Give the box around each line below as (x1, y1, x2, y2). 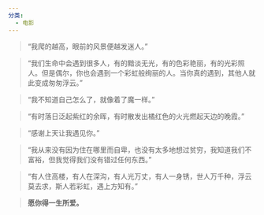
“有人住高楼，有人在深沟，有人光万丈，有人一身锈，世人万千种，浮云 (27, 171, 252, 181)
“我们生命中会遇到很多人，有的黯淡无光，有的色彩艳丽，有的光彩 (27, 58, 238, 68)
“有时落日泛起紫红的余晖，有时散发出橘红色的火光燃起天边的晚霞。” (27, 111, 245, 120)
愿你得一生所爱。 (27, 198, 84, 207)
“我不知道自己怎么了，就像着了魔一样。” (27, 95, 155, 104)
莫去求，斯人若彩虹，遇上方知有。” (27, 181, 138, 191)
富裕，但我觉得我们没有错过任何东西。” (27, 154, 152, 164)
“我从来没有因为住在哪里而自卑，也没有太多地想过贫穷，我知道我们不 (27, 145, 252, 154)
